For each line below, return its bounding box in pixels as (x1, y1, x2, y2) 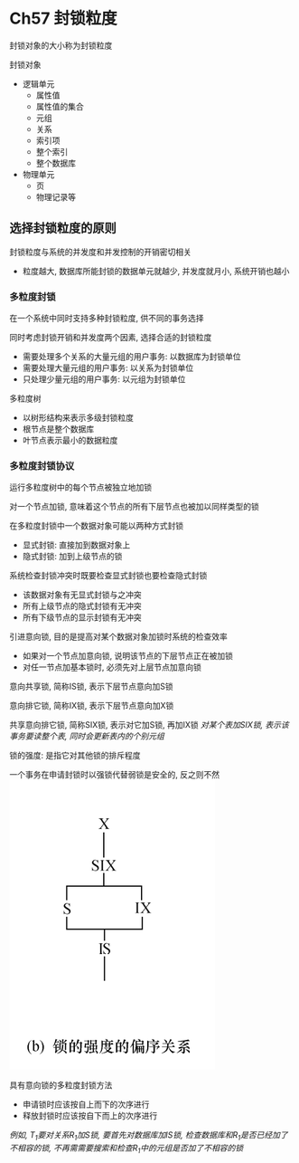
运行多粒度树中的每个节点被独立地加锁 (9, 481, 152, 493)
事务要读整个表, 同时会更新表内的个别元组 (9, 730, 164, 742)
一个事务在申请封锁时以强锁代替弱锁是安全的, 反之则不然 (9, 769, 220, 780)
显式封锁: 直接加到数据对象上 (22, 539, 131, 550)
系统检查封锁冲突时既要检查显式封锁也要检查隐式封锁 (9, 570, 208, 581)
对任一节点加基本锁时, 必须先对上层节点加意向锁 (22, 662, 201, 672)
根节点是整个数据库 (22, 424, 95, 434)
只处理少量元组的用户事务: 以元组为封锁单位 (22, 374, 186, 385)
